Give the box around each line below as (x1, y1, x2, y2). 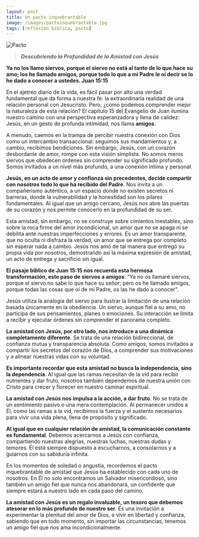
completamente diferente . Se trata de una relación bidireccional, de (6, 334, 174, 341)
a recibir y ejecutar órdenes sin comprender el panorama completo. (6, 316, 172, 323)
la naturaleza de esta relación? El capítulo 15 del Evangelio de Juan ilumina (6, 107, 189, 115)
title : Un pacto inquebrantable (6, 14, 86, 20)
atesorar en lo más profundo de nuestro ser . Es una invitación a (6, 505, 165, 512)
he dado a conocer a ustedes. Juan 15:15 (6, 77, 109, 84)
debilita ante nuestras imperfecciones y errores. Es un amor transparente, (6, 230, 187, 237)
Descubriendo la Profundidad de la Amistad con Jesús (20, 53, 159, 60)
